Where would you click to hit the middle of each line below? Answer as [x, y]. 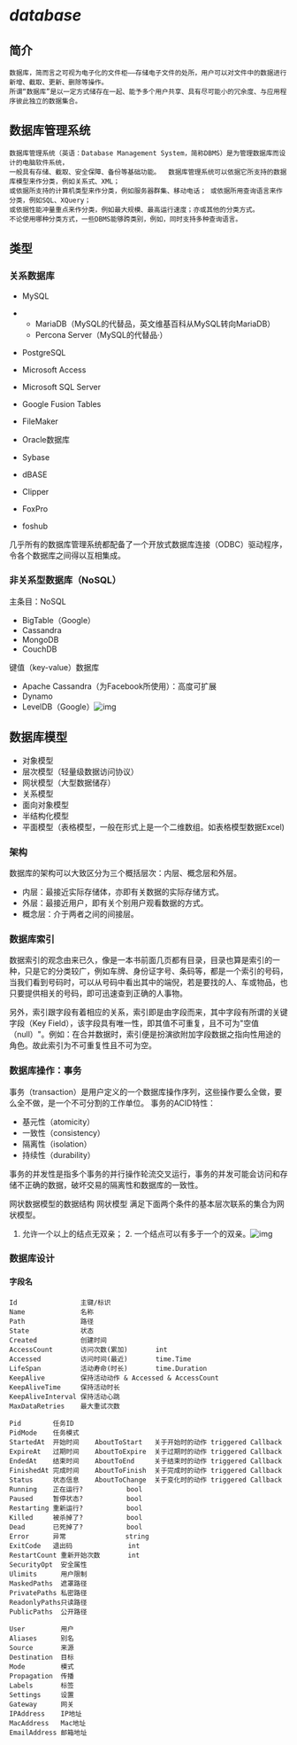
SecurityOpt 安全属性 [48, 1565]
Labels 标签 [42, 1686]
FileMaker [40, 421]
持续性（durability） [58, 1154]
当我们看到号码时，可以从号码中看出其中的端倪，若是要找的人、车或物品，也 [148, 982]
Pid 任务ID [42, 1423]
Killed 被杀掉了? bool [76, 1517]
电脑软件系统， [45, 162]
